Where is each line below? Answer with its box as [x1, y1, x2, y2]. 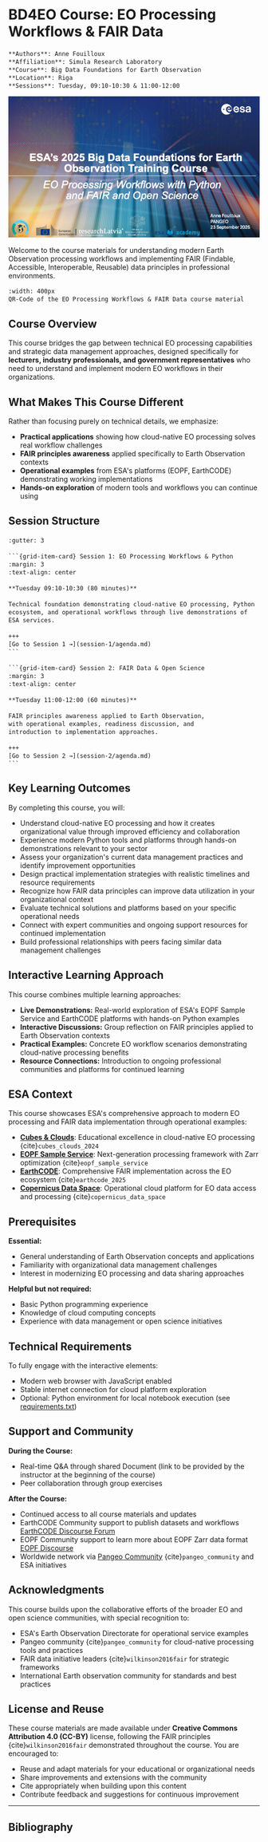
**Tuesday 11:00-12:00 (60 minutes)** [8, 696, 137, 704]
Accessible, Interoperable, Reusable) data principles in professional [8, 262, 230, 272]
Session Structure [8, 515, 100, 528]
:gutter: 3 [8, 536, 45, 544]
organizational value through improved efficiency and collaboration [19, 826, 241, 836]
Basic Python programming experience [19, 1300, 149, 1309]
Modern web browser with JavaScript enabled [19, 1376, 172, 1386]
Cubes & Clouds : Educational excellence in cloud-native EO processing [19, 1133, 255, 1142]
